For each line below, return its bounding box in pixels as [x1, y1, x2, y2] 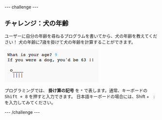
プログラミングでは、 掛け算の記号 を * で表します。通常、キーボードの [4, 87, 148, 93]
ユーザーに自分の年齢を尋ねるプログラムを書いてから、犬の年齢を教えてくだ [4, 33, 158, 39]
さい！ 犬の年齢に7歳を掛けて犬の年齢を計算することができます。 [4, 39, 136, 45]
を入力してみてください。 [4, 99, 56, 105]
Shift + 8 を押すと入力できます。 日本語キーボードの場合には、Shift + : [4, 93, 155, 99]
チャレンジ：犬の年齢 [4, 19, 69, 28]
